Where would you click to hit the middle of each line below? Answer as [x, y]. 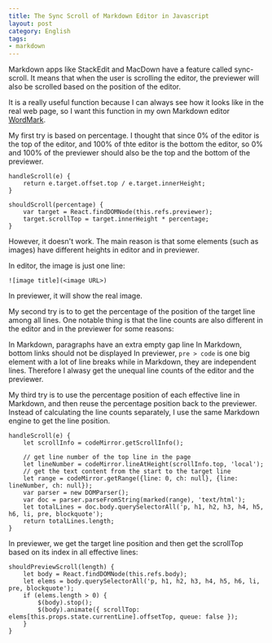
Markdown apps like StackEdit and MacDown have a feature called [121, 69]
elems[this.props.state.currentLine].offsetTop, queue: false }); [123, 617]
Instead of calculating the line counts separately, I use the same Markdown [134, 413]
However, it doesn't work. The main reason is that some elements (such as [134, 242]
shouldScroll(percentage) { [56, 205]
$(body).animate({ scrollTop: [89, 610]
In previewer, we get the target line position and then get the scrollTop [126, 544]
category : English [39, 31]
